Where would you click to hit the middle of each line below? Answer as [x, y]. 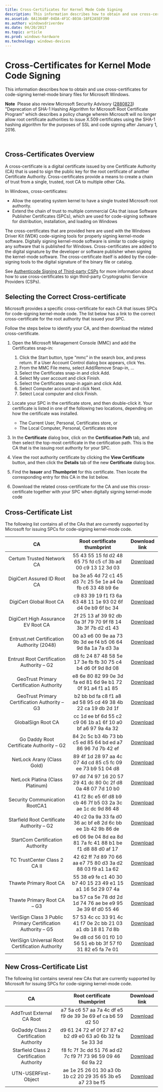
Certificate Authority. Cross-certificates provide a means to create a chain [79, 176]
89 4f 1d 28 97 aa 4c [98, 756]
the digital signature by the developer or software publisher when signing [78, 251]
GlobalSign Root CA [37, 722]
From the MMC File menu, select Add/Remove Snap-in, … [77, 368]
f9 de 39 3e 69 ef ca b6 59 [92, 1016]
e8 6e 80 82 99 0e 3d [98, 676]
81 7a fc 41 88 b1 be [98, 843]
